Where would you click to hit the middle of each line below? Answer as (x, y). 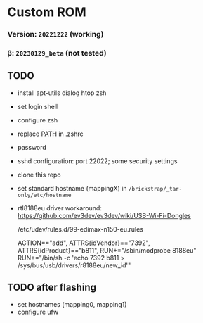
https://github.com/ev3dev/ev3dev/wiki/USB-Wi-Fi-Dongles (104, 215)
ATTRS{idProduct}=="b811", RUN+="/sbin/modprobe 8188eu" (107, 250)
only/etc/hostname (44, 195)
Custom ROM (47, 12)
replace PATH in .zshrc (50, 134)
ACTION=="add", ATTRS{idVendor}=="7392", (84, 243)
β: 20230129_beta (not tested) (57, 53)
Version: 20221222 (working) (55, 34)
